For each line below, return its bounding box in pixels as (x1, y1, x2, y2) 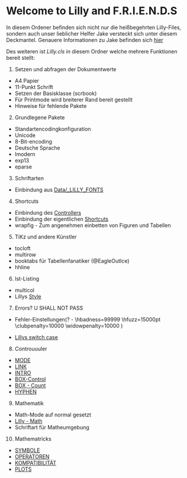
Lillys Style (14, 292, 41, 300)
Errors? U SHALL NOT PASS (14, 304, 83, 311)
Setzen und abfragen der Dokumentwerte (14, 65, 117, 72)
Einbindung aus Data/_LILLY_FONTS (14, 186, 104, 193)
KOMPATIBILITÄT (14, 459, 57, 466)
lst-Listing (14, 275, 40, 282)
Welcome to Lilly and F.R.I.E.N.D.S (6, 4, 178, 18)
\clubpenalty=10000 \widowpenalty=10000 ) (14, 322, 123, 329)
